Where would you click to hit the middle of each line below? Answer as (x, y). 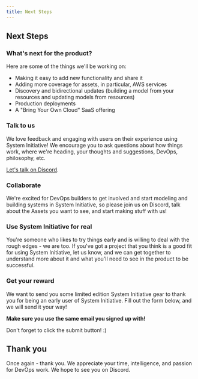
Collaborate (24, 185)
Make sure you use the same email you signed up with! (76, 318)
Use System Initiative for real (49, 226)
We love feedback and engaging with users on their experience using (92, 138)
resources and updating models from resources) (75, 97)
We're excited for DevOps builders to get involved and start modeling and (97, 198)
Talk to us (21, 126)
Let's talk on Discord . (32, 170)
